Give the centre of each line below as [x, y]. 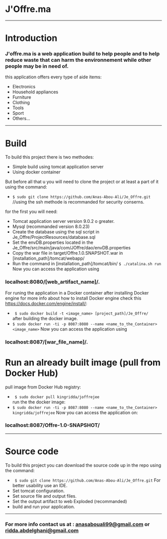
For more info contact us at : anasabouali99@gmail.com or [78, 524]
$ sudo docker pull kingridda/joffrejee [57, 397]
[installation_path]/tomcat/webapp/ [48, 258]
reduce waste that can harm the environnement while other [78, 60]
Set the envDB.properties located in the [53, 242]
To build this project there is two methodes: [50, 157]
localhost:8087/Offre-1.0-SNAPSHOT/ [52, 425]
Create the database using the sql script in [56, 232]
